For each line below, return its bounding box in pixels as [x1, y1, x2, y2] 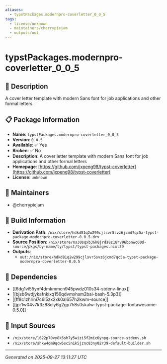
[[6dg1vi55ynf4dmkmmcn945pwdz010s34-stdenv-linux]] [12, 286, 130, 292]
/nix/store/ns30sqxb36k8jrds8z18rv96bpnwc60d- [48, 240, 147, 245]
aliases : [5, 7, 23, 12]
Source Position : [12, 239, 47, 245]
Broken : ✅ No [12, 147, 41, 153]
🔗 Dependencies [5, 273, 57, 281]
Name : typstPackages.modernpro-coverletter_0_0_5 [12, 131, 119, 137]
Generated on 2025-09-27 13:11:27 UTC [5, 354, 87, 361]
